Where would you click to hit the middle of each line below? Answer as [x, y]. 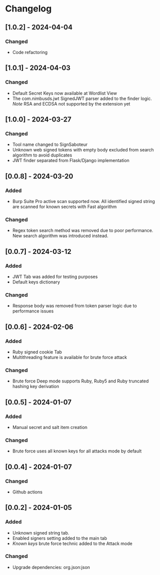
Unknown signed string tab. [41, 532]
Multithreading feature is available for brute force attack [70, 357]
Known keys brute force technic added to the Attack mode [72, 543]
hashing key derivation [36, 386]
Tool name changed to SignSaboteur [50, 144]
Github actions [27, 492]
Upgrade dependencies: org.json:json [51, 567]
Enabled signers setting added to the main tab [60, 538]
